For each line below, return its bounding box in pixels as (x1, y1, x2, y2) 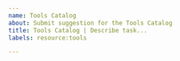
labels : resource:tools (8, 33, 88, 42)
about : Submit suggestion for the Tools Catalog (8, 19, 173, 27)
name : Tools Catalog (8, 11, 77, 20)
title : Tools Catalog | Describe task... (8, 26, 148, 34)
